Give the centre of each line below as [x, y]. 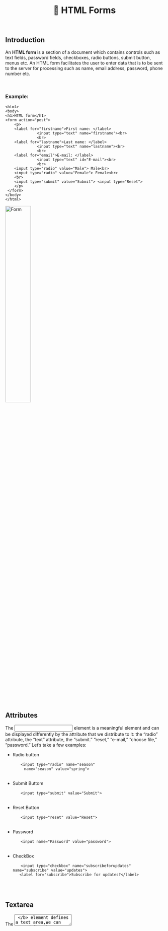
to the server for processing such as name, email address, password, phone [84, 68]
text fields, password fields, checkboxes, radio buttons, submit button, [78, 57]
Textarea [19, 905]
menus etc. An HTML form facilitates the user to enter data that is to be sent [84, 63]
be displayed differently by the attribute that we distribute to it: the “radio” [81, 734]
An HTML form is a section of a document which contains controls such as [83, 52]
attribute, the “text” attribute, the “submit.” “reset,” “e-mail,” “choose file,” [81, 739]
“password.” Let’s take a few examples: [46, 745]
